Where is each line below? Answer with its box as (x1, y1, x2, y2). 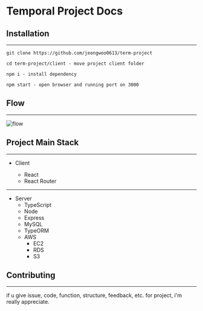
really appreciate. (6, 298, 50, 306)
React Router (24, 177, 57, 185)
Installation (6, 28, 50, 39)
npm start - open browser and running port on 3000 (6, 82, 139, 88)
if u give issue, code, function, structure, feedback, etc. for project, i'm (6, 292, 182, 299)
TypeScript (24, 201, 52, 208)
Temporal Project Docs (6, 4, 123, 18)
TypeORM (24, 227, 50, 234)
